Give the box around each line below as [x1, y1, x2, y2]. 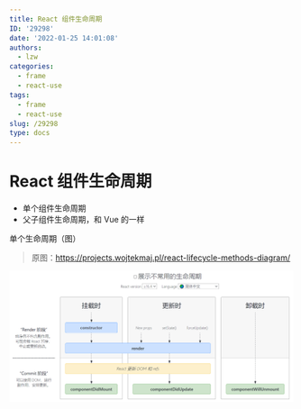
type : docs [9, 129, 50, 138]
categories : [9, 62, 54, 71]
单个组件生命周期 [22, 203, 87, 214]
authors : [9, 43, 42, 52]
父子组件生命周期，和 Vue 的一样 [22, 214, 145, 225]
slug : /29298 [9, 119, 59, 128]
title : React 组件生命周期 [9, 14, 103, 23]
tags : [9, 90, 30, 99]
